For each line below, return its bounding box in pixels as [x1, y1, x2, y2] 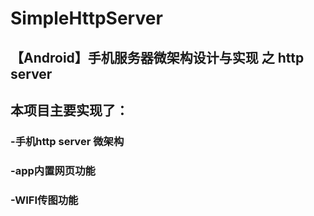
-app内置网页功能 [10, 163, 96, 177]
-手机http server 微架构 [10, 134, 125, 148]
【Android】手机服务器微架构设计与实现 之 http [10, 49, 305, 66]
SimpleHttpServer [10, 7, 163, 30]
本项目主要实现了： [10, 102, 129, 119]
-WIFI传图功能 [10, 193, 79, 207]
